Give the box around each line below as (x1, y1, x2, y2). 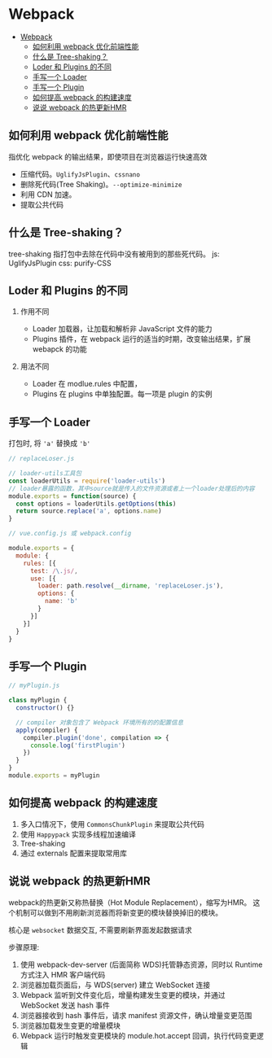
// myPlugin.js (8, 681, 60, 690)
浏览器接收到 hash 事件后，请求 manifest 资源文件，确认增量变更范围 (20, 1010, 252, 1020)
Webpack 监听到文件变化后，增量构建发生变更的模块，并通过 (20, 990, 226, 999)
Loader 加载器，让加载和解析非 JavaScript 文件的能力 (32, 324, 213, 334)
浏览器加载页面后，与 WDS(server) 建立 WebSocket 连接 (20, 980, 211, 990)
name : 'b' (44, 597, 79, 606)
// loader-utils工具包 (8, 470, 82, 478)
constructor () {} (15, 704, 75, 712)
